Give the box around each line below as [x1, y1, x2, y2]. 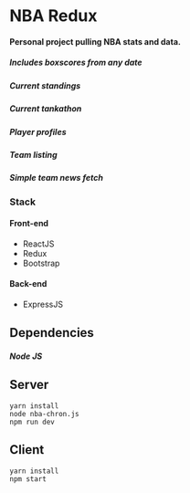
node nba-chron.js [9, 409, 79, 418]
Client [9, 442, 45, 457]
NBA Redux [9, 5, 98, 26]
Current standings [9, 79, 81, 91]
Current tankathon [9, 103, 82, 114]
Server [9, 377, 49, 393]
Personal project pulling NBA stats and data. [9, 36, 181, 47]
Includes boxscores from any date [9, 57, 143, 68]
